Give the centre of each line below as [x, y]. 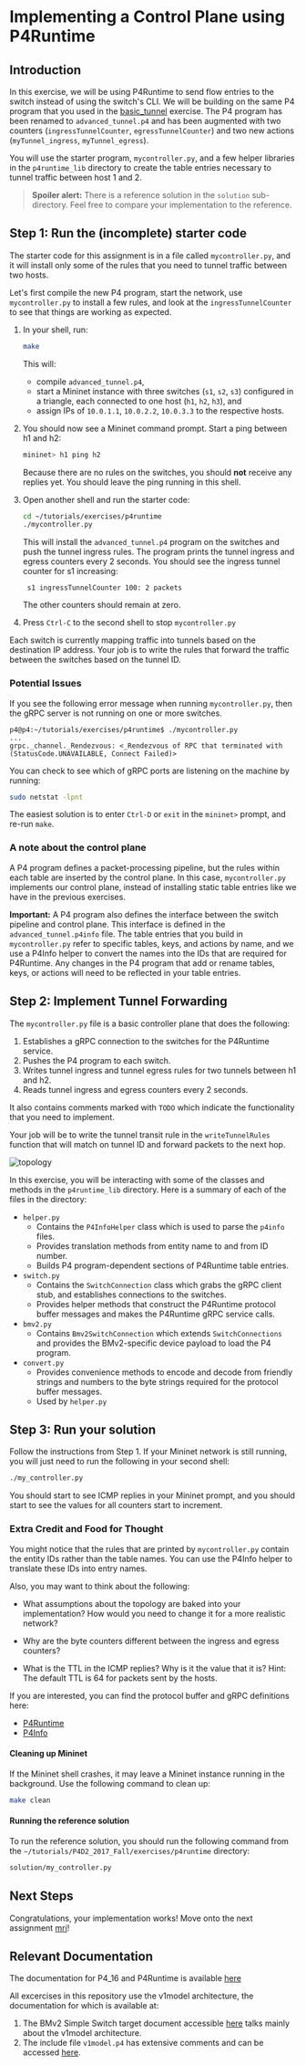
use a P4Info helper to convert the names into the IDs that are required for [148, 953]
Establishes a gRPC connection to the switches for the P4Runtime [146, 1041]
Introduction [46, 70]
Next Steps [41, 1896]
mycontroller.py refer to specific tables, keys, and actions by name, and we [152, 943]
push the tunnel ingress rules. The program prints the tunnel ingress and [158, 552]
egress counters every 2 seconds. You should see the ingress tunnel [151, 561]
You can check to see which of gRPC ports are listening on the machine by [149, 771]
